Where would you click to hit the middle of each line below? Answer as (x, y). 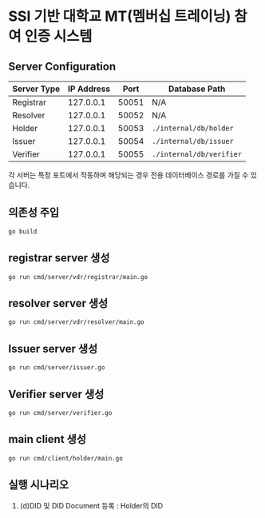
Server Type (36, 89)
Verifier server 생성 (56, 394)
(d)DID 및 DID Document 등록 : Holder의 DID (91, 505)
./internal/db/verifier (196, 154)
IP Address (89, 89)
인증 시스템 (58, 36)
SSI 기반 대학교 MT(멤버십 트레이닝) (120, 16)
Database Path (197, 89)
